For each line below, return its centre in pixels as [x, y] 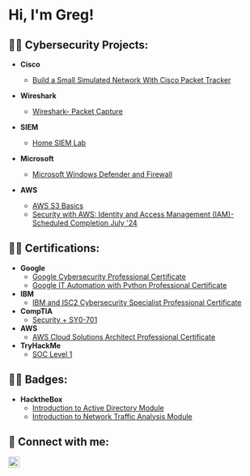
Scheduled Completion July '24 [85, 223]
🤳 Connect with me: [59, 442]
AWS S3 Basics [57, 206]
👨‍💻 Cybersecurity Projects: [78, 45]
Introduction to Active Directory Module [98, 408]
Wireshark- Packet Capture [77, 111]
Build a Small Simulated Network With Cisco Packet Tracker [131, 80]
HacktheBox [41, 399]
